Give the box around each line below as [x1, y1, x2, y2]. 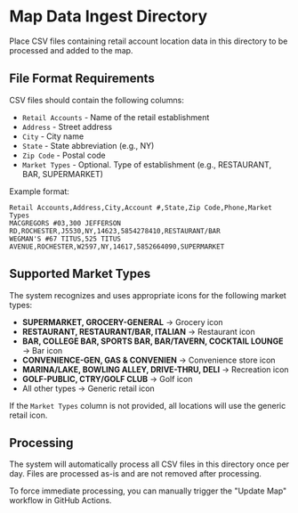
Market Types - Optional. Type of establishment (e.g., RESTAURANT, [21, 159, 272, 170]
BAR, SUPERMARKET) [21, 168, 104, 179]
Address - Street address [21, 121, 113, 132]
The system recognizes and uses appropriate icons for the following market [9, 289, 286, 300]
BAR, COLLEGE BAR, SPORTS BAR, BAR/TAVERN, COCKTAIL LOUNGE [21, 336, 284, 346]
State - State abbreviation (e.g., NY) [21, 140, 155, 151]
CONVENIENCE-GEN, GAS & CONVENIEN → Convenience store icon [21, 354, 276, 365]
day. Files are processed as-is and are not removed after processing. [9, 468, 262, 479]
